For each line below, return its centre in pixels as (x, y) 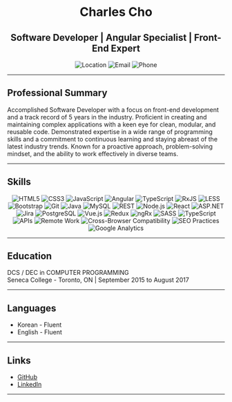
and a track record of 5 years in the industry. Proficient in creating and (107, 117)
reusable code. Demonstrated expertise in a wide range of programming (110, 131)
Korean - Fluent (39, 325)
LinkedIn (29, 385)
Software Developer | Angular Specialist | (101, 38)
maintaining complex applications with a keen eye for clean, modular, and (112, 124)
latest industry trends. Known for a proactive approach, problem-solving (110, 146)
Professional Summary (57, 93)
